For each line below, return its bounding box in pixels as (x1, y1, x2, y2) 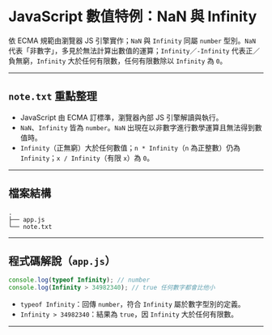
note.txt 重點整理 (8, 90, 97, 104)
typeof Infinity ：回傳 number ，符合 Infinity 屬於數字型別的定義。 (19, 299, 245, 309)
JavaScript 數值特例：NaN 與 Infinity (8, 7, 257, 26)
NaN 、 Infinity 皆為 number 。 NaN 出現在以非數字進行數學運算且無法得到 (19, 122, 255, 132)
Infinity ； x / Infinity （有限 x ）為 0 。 (19, 153, 155, 163)
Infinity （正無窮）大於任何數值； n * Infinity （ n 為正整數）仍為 (19, 142, 241, 152)
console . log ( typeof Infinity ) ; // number (8, 276, 151, 284)
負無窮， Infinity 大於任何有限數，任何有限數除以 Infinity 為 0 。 (8, 56, 227, 66)
